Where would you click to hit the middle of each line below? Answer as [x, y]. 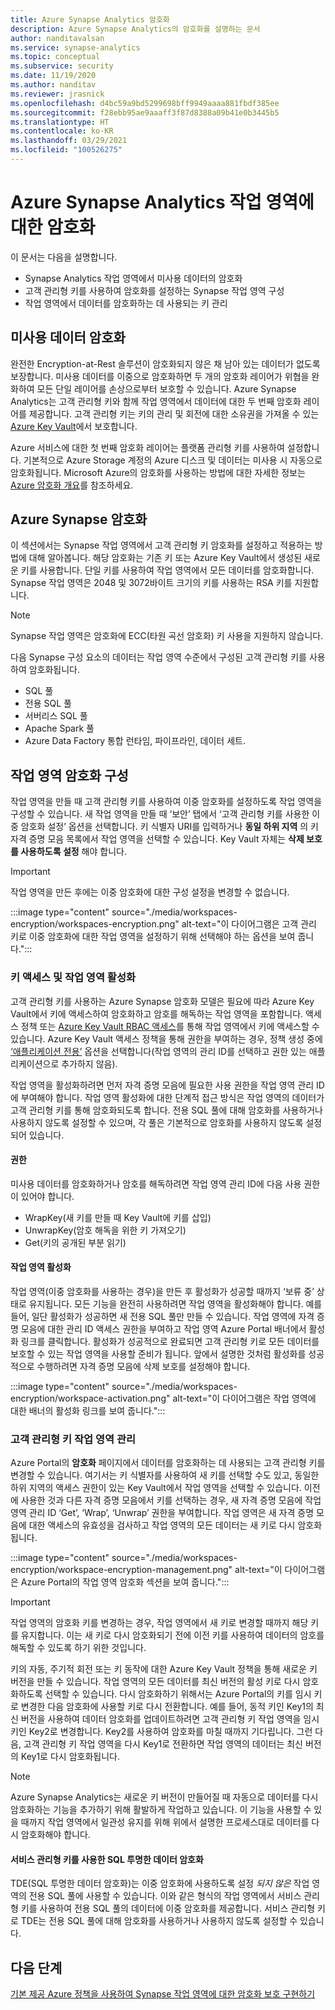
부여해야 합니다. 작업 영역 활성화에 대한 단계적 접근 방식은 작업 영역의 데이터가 [172, 1097]
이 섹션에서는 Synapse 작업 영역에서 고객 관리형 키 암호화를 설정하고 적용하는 [161, 545]
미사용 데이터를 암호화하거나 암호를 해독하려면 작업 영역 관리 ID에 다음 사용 [156, 1183]
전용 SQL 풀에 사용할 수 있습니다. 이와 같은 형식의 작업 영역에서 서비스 [165, 1896]
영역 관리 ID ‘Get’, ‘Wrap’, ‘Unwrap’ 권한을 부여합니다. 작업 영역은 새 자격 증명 [162, 1513]
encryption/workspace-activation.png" [90, 1398]
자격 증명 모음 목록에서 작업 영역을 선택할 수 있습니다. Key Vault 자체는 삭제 [157, 839]
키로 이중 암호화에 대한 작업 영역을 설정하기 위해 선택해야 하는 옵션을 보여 [153, 937]
